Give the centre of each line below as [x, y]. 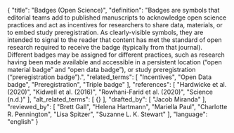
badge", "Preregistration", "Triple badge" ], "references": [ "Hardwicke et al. [117, 84]
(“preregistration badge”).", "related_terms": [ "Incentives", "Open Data [110, 77]
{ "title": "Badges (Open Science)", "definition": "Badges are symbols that [113, 10]
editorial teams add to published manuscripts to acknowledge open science [117, 17]
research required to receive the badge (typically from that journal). [105, 47]
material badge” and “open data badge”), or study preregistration [102, 70]
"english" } [23, 121]
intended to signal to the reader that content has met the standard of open [115, 40]
